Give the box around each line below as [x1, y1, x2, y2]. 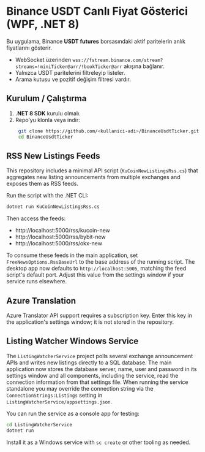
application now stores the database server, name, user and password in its [6, 365, 197, 372]
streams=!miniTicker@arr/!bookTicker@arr [15, 63, 122, 70]
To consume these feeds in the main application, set [6, 251, 138, 259]
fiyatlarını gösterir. [6, 44, 52, 52]
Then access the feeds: [6, 215, 66, 222]
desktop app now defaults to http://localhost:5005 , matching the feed [6, 265, 187, 272]
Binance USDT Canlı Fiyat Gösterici [6, 4, 188, 18]
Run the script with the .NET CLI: [6, 192, 89, 199]
